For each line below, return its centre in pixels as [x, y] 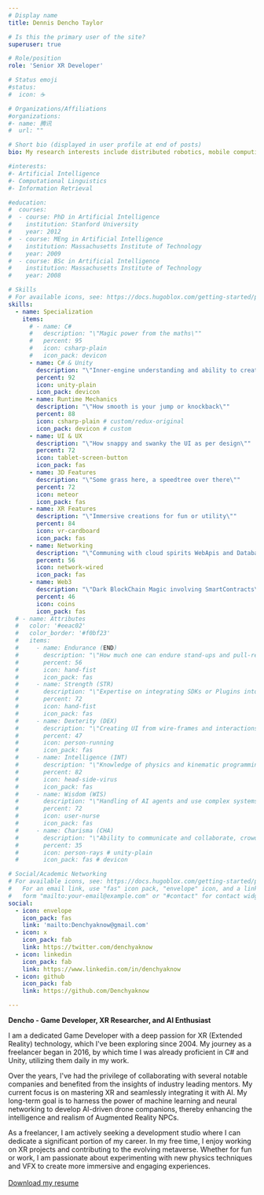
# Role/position [35, 59]
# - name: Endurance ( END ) [66, 648]
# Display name [33, 15]
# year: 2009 [35, 254]
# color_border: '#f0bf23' [63, 634]
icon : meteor [58, 495]
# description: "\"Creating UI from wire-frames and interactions [137, 728]
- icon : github [40, 976]
